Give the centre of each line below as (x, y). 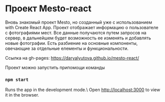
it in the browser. (22, 95)
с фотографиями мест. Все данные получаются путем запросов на (76, 33)
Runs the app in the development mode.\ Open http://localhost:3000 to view (83, 90)
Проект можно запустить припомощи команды (55, 68)
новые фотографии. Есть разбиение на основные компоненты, (71, 43)
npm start (17, 80)
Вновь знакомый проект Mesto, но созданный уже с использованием (79, 22)
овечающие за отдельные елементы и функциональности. (67, 48)
